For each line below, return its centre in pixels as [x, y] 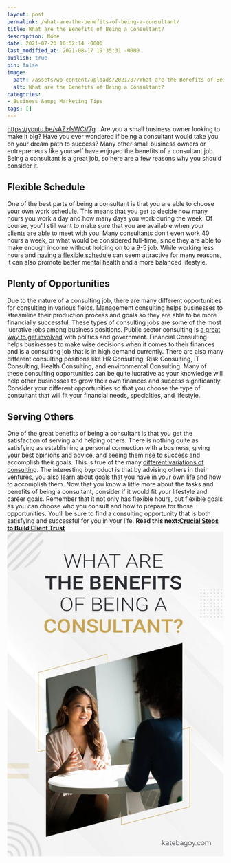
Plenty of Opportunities [58, 284]
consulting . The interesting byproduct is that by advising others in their [108, 470]
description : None [33, 36]
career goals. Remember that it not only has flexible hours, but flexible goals [115, 499]
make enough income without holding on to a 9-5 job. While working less [111, 247]
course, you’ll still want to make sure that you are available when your [106, 225]
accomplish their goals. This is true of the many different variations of [106, 462]
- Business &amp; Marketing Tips [55, 102]
